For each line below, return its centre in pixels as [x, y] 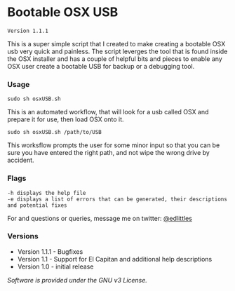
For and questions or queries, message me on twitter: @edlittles [100, 218]
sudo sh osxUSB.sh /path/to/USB [54, 133]
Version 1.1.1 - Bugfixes [50, 251]
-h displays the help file [47, 193]
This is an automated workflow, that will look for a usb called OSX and [108, 112]
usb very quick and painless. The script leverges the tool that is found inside [117, 51]
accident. [21, 160]
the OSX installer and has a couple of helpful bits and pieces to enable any [115, 59]
